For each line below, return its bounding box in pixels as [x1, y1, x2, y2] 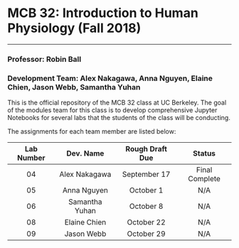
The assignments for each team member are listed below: [7, 127, 176, 136]
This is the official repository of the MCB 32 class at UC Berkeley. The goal [7, 98, 227, 107]
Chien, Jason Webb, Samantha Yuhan [7, 82, 141, 92]
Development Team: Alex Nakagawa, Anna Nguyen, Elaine [7, 73, 213, 83]
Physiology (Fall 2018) [7, 20, 142, 36]
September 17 [122, 169, 171, 179]
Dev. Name [66, 149, 105, 158]
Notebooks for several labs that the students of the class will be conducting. [7, 114, 231, 122]
